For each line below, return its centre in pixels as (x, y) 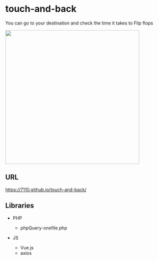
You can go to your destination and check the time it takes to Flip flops (79, 23)
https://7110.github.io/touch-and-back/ (46, 190)
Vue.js (27, 247)
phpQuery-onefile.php (44, 228)
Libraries (20, 206)
